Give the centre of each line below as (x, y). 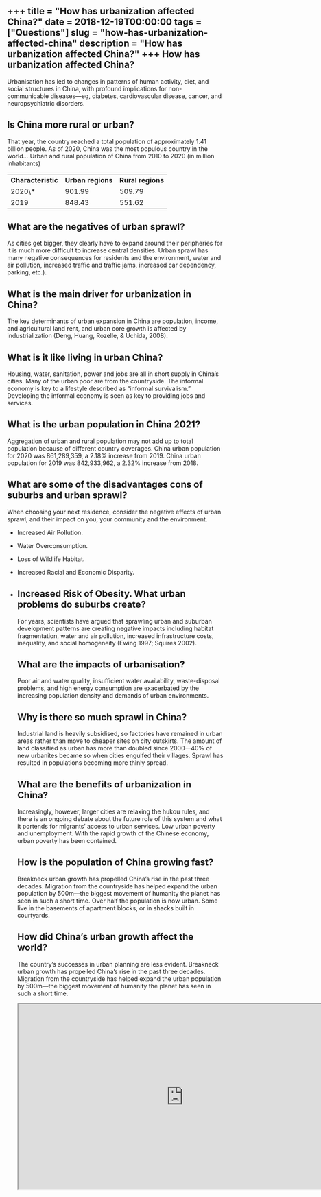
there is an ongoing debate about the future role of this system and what (119, 818)
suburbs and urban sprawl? (67, 496)
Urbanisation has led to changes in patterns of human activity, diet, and (108, 81)
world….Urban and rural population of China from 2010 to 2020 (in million (111, 156)
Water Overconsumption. (52, 545)
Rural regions (142, 180)
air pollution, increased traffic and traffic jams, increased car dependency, (112, 265)
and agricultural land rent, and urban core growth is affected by (97, 329)
